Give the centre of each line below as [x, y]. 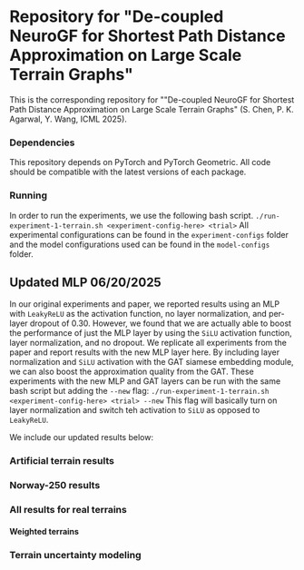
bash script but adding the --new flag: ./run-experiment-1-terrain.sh [139, 391]
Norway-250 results [55, 486]
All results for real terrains [68, 510]
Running [29, 195]
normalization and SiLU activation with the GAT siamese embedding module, [152, 362]
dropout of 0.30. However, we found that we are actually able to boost [161, 323]
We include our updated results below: [82, 437]
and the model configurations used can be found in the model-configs [140, 244]
